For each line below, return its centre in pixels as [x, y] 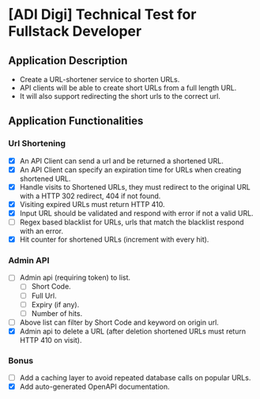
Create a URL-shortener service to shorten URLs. [100, 79]
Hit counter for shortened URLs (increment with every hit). [114, 239]
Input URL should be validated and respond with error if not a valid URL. [137, 213]
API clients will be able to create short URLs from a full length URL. [128, 88]
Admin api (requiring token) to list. [75, 277]
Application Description [68, 60]
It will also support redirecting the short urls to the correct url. [120, 96]
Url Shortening [37, 144]
